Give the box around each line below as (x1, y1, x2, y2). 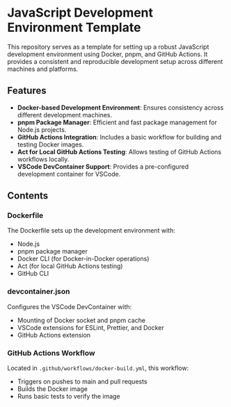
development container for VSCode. (17, 169, 121, 178)
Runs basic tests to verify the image (17, 392, 120, 401)
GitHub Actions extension (17, 331, 91, 339)
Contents (7, 190, 49, 202)
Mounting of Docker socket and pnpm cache (17, 316, 146, 324)
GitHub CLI (17, 269, 49, 278)
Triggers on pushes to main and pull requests (17, 377, 148, 386)
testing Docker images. (17, 140, 84, 149)
